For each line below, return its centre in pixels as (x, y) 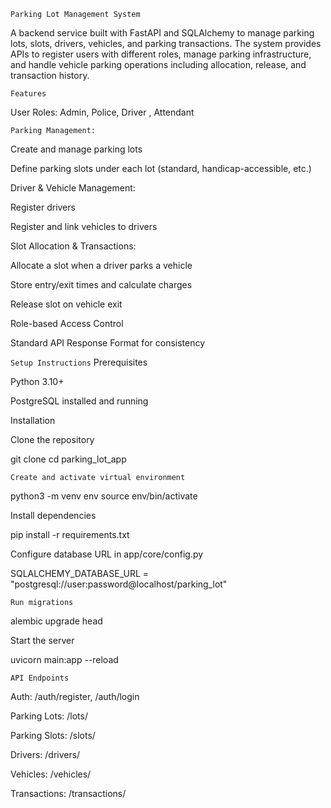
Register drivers (43, 207)
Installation (33, 420)
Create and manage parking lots (76, 149)
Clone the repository (52, 439)
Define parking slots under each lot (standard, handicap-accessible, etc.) (161, 168)
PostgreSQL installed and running (79, 401)
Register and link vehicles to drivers (84, 226)
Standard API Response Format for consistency (108, 343)
